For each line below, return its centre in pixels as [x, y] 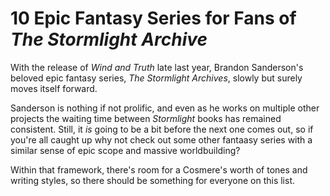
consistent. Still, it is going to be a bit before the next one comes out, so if [162, 129]
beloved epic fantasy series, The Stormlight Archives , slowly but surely [156, 78]
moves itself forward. [54, 88]
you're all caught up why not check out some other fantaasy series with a [161, 139]
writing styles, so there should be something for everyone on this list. [152, 180]
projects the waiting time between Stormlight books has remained [146, 118]
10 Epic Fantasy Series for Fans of [153, 18]
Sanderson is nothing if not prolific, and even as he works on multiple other [165, 108]
